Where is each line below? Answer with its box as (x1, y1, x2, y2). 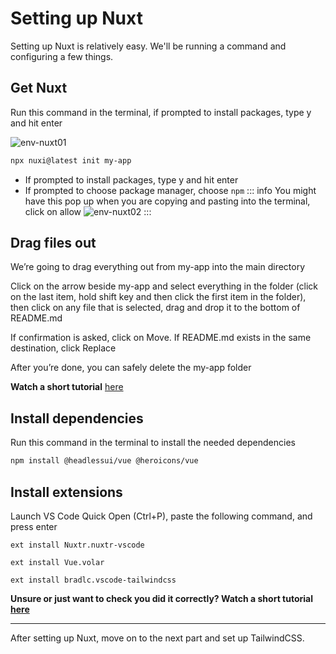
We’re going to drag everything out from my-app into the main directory (10, 261, 306, 273)
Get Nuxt (10, 80, 68, 97)
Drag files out (10, 235, 97, 252)
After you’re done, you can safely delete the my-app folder (10, 362, 252, 374)
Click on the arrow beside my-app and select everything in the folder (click (10, 280, 319, 292)
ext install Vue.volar (10, 557, 105, 567)
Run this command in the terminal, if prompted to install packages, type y (10, 106, 312, 118)
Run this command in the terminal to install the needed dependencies (10, 437, 296, 449)
